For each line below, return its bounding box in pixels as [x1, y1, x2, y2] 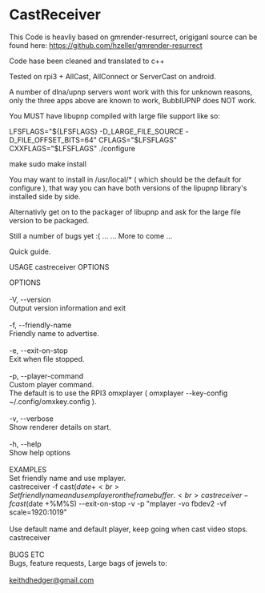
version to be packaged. [9, 215, 90, 225]
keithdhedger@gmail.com [9, 575, 94, 585]
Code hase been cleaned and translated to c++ [9, 56, 165, 66]
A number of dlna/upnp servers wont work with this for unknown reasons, [9, 86, 253, 97]
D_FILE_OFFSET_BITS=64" [9, 134, 97, 145]
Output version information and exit [9, 303, 126, 313]
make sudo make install [9, 158, 87, 169]
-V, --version [9, 294, 51, 304]
